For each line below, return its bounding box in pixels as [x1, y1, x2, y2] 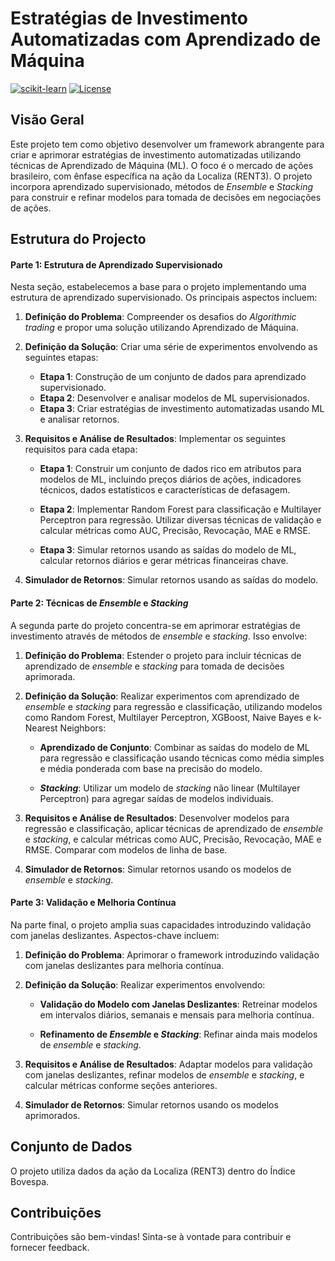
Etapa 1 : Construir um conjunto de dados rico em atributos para [39, 463, 302, 475]
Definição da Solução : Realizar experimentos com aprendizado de [24, 690, 300, 702]
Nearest [24, 722, 58, 734]
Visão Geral [10, 112, 85, 129]
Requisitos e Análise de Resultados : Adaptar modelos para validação [24, 1058, 313, 1070]
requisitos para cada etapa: [24, 443, 138, 456]
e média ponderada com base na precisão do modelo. [39, 762, 263, 774]
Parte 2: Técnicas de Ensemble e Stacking [10, 597, 189, 609]
